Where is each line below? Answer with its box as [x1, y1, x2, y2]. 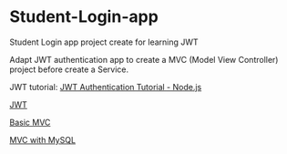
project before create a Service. [9, 64, 129, 75]
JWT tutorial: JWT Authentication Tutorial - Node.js [9, 81, 202, 92]
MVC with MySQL [9, 134, 76, 145]
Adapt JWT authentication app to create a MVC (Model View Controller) [9, 54, 279, 65]
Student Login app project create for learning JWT [9, 36, 199, 47]
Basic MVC [9, 117, 51, 128]
